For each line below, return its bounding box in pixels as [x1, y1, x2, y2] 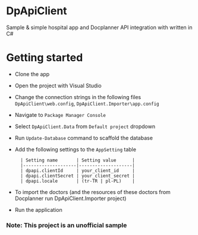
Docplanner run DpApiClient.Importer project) [14, 195, 127, 202]
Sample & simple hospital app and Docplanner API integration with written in [6, 24, 193, 31]
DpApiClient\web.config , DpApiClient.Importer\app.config [14, 100, 159, 107]
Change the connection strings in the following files [14, 93, 142, 100]
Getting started [6, 51, 83, 65]
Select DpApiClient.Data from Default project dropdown [14, 123, 156, 130]
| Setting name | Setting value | [20, 157, 135, 163]
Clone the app [14, 70, 50, 78]
